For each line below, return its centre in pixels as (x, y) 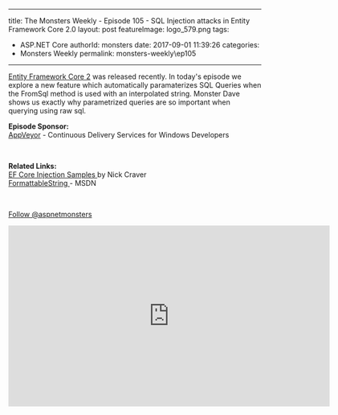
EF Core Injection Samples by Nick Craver (77, 175)
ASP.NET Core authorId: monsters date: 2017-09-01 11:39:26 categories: (140, 45)
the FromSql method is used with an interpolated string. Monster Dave (124, 94)
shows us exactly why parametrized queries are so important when (120, 102)
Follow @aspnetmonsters (50, 214)
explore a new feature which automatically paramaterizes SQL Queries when (135, 85)
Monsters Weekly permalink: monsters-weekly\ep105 (108, 53)
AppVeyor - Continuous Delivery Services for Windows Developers (119, 135)
